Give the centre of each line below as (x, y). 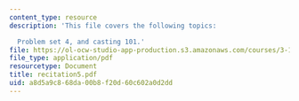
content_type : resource (53, 17)
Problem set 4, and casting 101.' (81, 42)
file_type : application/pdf (61, 58)
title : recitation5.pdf (53, 75)
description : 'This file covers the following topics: (113, 26)
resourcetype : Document (53, 66)
